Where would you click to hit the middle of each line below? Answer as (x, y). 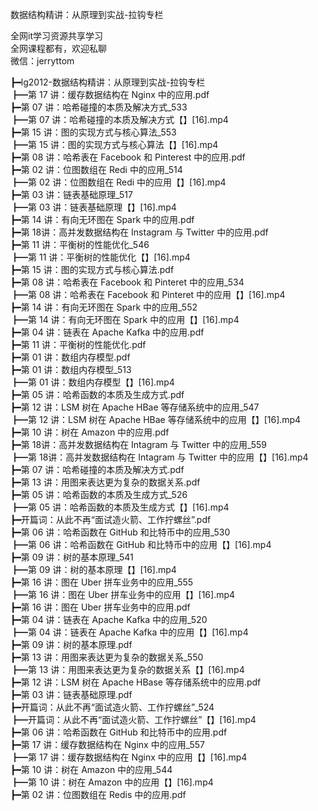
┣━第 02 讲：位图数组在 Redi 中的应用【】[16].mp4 (118, 182)
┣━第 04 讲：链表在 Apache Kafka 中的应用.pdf (107, 332)
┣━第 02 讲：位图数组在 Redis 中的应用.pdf (98, 794)
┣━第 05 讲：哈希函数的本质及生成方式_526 (99, 494)
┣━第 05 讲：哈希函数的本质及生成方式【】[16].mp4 (120, 507)
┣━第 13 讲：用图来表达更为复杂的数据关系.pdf (105, 482)
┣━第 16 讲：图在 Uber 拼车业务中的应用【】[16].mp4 (123, 594)
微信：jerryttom (42, 61)
